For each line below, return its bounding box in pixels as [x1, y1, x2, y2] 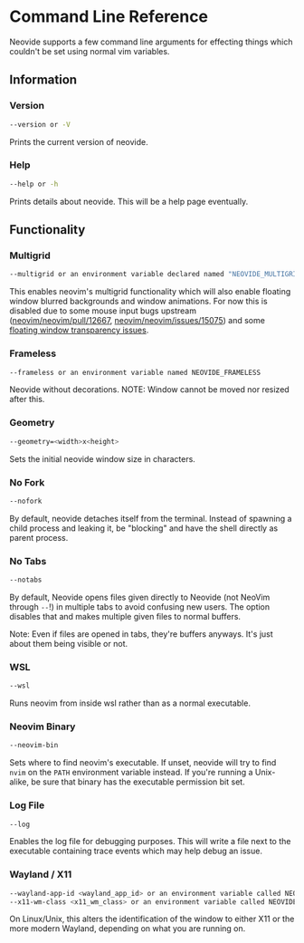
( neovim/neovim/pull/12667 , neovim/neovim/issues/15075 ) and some [9, 315, 265, 326]
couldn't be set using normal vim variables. [9, 45, 170, 56]
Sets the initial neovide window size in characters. [9, 453, 196, 464]
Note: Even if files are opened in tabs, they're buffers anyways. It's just [9, 628, 273, 640]
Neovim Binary [9, 720, 76, 733]
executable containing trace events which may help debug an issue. [9, 845, 262, 857]
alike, [9, 776, 30, 787]
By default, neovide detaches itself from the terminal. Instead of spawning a [9, 513, 292, 524]
